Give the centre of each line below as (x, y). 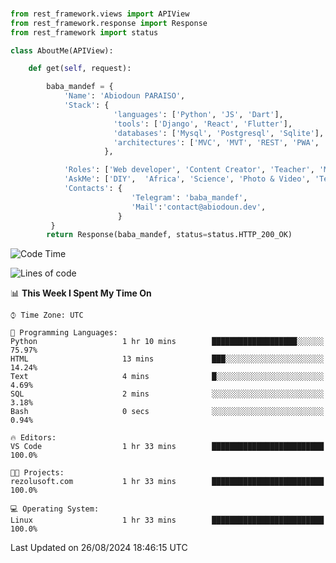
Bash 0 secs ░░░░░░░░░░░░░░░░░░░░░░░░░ (167, 412)
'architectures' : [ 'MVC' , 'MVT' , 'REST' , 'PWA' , (216, 142)
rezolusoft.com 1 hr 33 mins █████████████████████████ (167, 482)
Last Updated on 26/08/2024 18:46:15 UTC (99, 548)
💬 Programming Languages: (64, 333)
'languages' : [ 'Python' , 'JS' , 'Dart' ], (198, 114)
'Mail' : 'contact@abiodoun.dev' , (199, 207)
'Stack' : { (86, 105)
